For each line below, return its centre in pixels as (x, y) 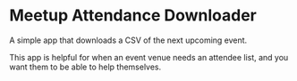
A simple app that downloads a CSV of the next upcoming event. (128, 40)
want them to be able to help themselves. (85, 67)
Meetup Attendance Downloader (133, 16)
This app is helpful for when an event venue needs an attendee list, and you (149, 57)
